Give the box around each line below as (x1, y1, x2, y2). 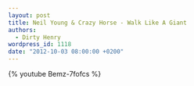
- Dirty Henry (15, 33, 61, 41)
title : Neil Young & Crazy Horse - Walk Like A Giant (8, 19, 188, 27)
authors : (8, 26, 37, 34)
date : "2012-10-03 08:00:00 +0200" (8, 48, 124, 56)
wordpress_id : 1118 (8, 41, 72, 48)
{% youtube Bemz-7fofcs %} (8, 70, 102, 78)
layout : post (8, 11, 51, 20)
